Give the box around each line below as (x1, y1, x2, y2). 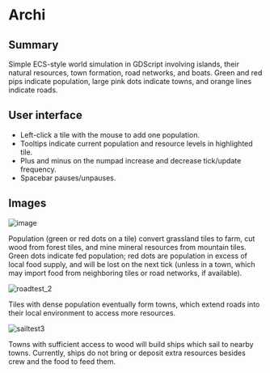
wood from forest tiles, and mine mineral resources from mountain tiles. (8, 242, 247, 252)
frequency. (19, 164, 57, 174)
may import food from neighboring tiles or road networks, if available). (8, 268, 243, 278)
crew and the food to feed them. (8, 356, 116, 366)
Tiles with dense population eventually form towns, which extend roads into (8, 299, 260, 309)
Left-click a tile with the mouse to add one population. (19, 129, 200, 139)
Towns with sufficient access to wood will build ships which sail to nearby (8, 339, 254, 349)
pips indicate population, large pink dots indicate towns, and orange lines (8, 77, 252, 86)
